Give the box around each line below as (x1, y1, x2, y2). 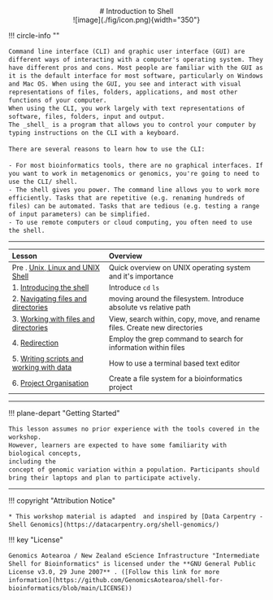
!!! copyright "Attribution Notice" (8, 495, 116, 506)
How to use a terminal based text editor (108, 358, 240, 368)
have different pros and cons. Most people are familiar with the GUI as (8, 64, 264, 72)
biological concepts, (8, 449, 82, 458)
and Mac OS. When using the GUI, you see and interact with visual (8, 80, 242, 88)
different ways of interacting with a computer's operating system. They (8, 55, 264, 64)
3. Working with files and (11, 313, 95, 323)
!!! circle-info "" (8, 31, 60, 40)
